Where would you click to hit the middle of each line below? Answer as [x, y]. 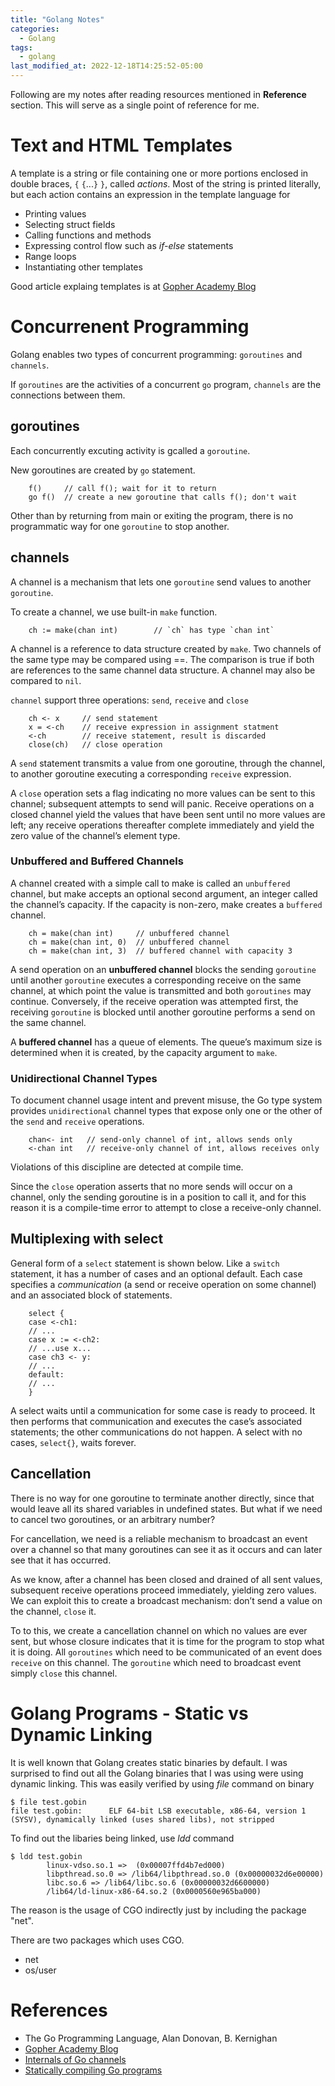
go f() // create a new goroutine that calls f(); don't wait [163, 497]
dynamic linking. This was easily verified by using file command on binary [162, 1783]
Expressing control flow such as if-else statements [129, 245]
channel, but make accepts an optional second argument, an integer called [164, 893]
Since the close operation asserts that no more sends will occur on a [151, 1187]
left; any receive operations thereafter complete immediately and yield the [162, 825]
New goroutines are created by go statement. [103, 470]
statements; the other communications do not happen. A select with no [156, 1432]
